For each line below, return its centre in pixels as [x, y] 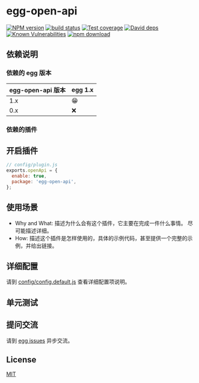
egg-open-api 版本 [38, 90]
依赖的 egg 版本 [29, 73]
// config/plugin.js [32, 165]
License [21, 359]
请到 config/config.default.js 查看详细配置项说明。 [68, 282]
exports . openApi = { [32, 170]
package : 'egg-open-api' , [44, 181]
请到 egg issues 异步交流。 [40, 340]
